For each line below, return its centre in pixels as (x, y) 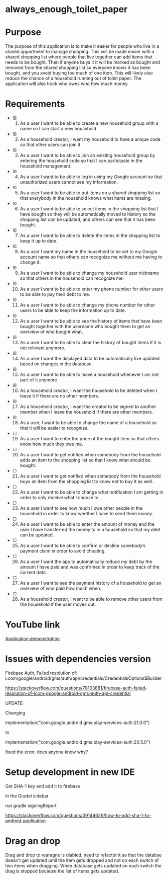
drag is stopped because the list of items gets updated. (62, 871)
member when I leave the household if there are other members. (87, 412)
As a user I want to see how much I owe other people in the (81, 508)
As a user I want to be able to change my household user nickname (90, 273)
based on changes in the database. (56, 364)
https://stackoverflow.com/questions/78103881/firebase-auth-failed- (76, 688)
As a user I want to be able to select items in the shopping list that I (89, 209)
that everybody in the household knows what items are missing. (86, 198)
